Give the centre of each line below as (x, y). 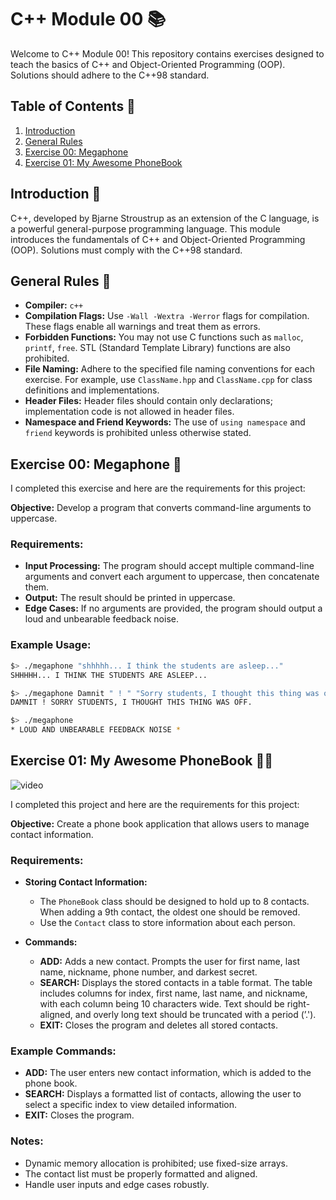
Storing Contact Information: (86, 882)
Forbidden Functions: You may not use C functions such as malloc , (164, 337)
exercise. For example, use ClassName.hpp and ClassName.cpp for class (168, 380)
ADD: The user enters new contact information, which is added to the (168, 1073)
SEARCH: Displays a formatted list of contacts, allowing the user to (163, 1094)
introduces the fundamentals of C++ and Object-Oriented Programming (158, 239)
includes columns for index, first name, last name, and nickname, (173, 993)
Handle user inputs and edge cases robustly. (117, 1184)
